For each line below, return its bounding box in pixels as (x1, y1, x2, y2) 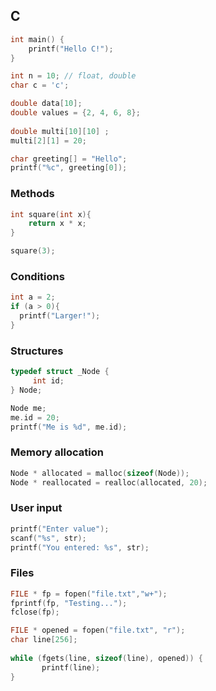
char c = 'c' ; (10, 80, 70, 91)
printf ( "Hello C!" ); (28, 44, 114, 54)
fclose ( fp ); (10, 607, 60, 618)
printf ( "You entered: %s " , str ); (10, 542, 150, 553)
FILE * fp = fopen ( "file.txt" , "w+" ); (10, 589, 168, 599)
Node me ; (10, 403, 47, 413)
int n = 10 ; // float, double (10, 71, 137, 81)
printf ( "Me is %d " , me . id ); (10, 422, 128, 432)
